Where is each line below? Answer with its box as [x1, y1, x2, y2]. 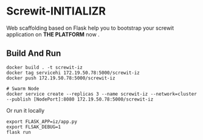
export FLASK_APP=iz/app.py [6, 118, 78, 125]
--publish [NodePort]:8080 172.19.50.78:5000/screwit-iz [6, 96, 154, 102]
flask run [6, 129, 32, 135]
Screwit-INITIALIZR [6, 4, 106, 18]
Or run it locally [6, 107, 45, 114]
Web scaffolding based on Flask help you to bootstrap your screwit [6, 24, 174, 32]
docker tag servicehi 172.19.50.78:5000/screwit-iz [6, 70, 140, 76]
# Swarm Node [6, 85, 40, 92]
